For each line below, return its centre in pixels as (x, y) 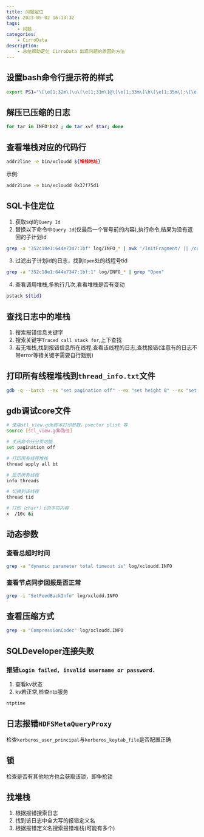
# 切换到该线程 (23, 492)
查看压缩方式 (30, 616)
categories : (21, 35)
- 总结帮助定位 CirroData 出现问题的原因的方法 (71, 52)
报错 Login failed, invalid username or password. (81, 670)
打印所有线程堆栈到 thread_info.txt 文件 (81, 376)
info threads (23, 480)
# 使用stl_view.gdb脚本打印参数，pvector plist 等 (67, 425)
